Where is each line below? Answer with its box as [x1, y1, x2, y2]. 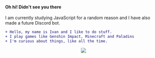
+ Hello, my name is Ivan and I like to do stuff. [5, 29, 112, 34]
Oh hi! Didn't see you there [5, 4, 62, 10]
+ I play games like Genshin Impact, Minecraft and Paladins [5, 34, 135, 39]
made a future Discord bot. [5, 20, 61, 26]
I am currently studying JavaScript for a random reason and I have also [5, 15, 151, 21]
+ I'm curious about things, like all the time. [5, 38, 108, 44]
